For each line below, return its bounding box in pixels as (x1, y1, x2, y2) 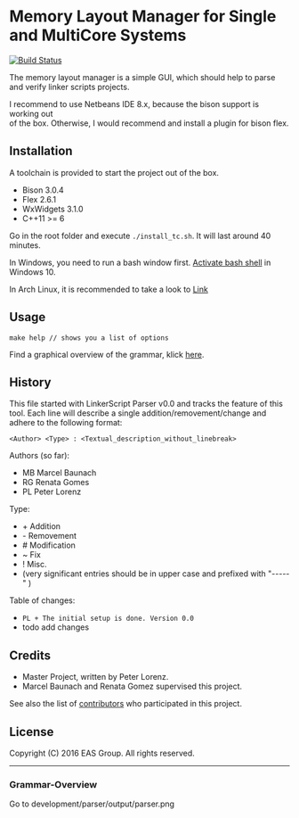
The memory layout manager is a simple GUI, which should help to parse (9, 71, 276, 82)
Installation (9, 144, 73, 159)
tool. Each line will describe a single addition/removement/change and (9, 408, 267, 418)
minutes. (9, 239, 42, 251)
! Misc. (21, 559, 47, 570)
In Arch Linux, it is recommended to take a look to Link (9, 284, 209, 294)
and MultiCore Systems (9, 25, 187, 45)
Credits (9, 648, 52, 663)
